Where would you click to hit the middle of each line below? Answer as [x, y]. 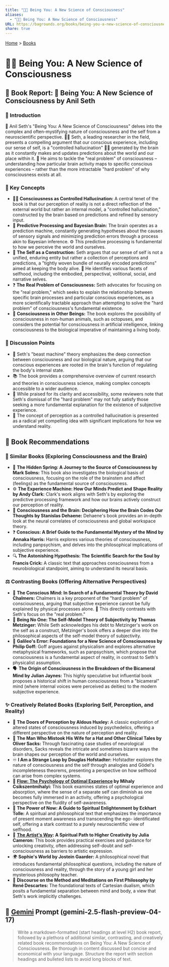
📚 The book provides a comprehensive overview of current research [84, 376]
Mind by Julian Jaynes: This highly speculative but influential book [82, 675]
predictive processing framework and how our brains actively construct [87, 500]
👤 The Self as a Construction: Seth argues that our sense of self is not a [88, 252]
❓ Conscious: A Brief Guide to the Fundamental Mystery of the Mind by [88, 532]
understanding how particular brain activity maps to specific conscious [79, 164]
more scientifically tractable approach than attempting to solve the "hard [88, 303]
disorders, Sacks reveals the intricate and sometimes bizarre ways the [85, 749]
